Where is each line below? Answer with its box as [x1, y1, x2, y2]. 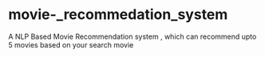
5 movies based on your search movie [8, 40, 134, 49]
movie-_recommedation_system [8, 6, 228, 24]
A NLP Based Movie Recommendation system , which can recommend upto [8, 32, 257, 41]
